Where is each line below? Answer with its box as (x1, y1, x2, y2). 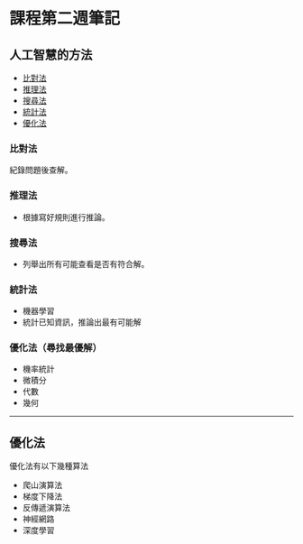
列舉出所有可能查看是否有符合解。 (22, 258, 150, 269)
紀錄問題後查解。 (9, 164, 73, 176)
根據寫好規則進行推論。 (22, 211, 110, 222)
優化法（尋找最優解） (9, 342, 102, 355)
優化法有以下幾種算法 (9, 461, 88, 472)
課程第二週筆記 (9, 8, 121, 29)
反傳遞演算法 (22, 503, 70, 513)
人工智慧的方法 (9, 47, 93, 62)
